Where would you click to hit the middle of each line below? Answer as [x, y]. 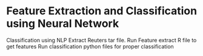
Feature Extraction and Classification [102, 11]
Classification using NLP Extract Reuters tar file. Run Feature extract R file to [101, 40]
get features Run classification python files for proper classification [90, 46]
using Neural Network [63, 24]
